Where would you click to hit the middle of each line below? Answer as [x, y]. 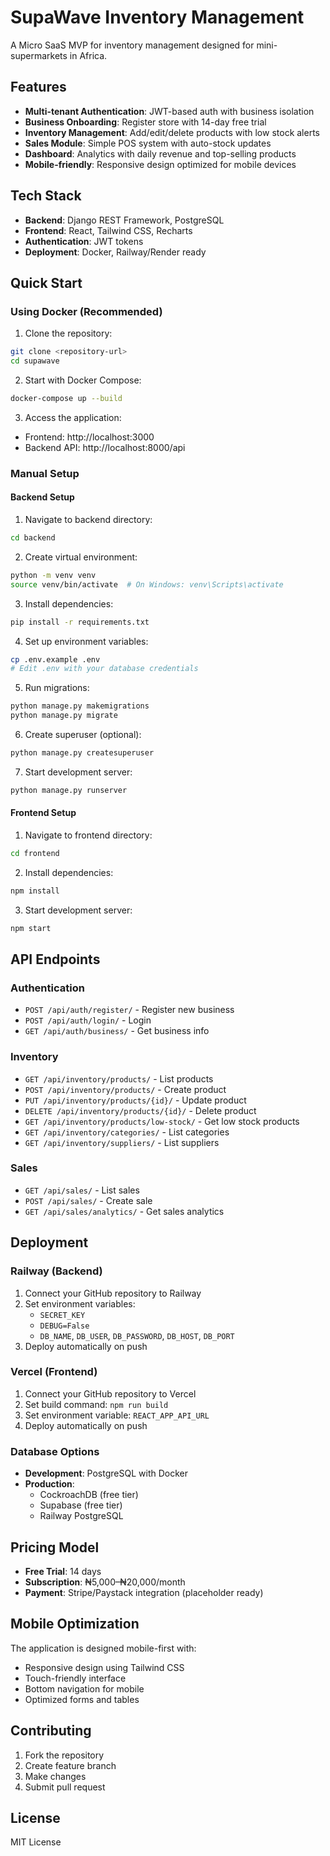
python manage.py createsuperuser [82, 753]
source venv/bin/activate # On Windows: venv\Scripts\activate [147, 584]
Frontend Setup [43, 813]
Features [38, 87]
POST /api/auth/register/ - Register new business [129, 1010]
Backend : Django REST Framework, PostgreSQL [124, 220]
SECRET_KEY [62, 1315]
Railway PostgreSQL [81, 1516]
